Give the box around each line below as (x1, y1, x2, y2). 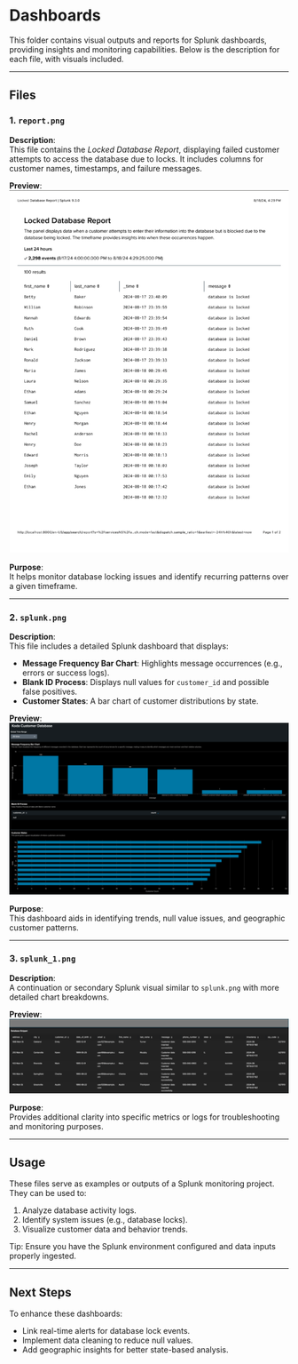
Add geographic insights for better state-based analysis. (21, 1344, 229, 1355)
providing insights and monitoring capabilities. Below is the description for (9, 44, 280, 54)
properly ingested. (9, 1250, 77, 1262)
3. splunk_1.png (9, 953, 76, 965)
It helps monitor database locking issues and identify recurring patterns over (9, 571, 289, 582)
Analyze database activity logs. (21, 1205, 137, 1216)
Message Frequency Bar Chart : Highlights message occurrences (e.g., (21, 658, 283, 669)
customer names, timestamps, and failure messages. (9, 163, 202, 173)
